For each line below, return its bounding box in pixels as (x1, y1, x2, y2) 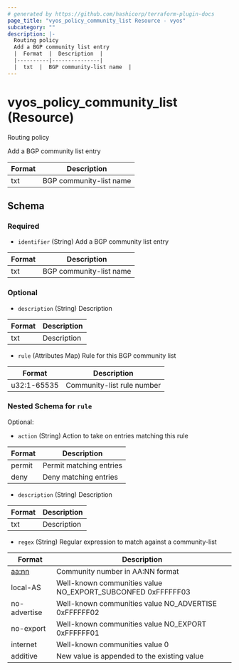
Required (7, 221, 40, 231)
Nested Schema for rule (7, 401, 92, 411)
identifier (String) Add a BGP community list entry (17, 237, 169, 246)
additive (11, 651, 38, 661)
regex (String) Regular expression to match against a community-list (17, 537, 217, 546)
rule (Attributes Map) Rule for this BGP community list (17, 351, 176, 360)
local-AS (11, 582, 41, 592)
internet (11, 639, 38, 649)
